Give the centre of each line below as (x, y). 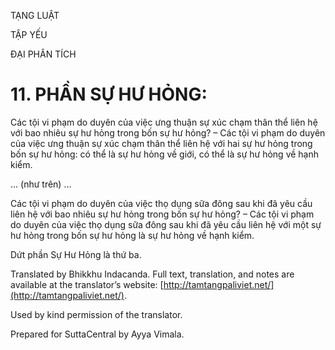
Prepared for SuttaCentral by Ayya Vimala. (97, 334)
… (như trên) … (41, 184)
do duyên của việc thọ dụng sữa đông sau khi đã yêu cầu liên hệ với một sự (166, 224)
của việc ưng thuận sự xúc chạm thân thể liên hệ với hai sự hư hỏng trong (161, 143)
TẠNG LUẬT (35, 15)
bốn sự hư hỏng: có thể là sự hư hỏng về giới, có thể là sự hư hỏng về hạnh (165, 154)
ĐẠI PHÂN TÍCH (43, 54)
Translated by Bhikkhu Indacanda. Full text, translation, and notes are (152, 274)
